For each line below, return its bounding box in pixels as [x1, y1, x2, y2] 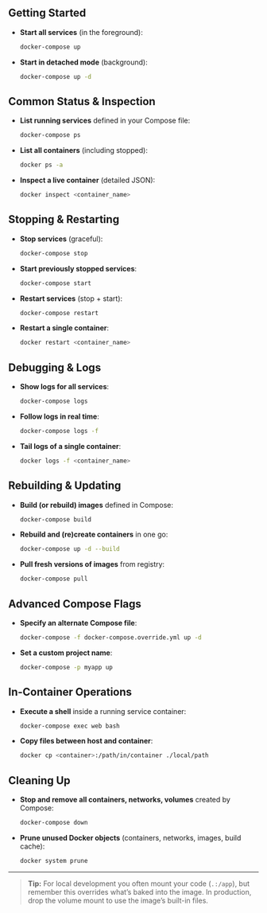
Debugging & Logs [8, 361, 102, 374]
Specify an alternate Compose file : [19, 618, 137, 627]
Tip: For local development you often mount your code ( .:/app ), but [27, 879, 250, 888]
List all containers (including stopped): [19, 146, 149, 155]
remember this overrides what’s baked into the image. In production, [27, 887, 252, 896]
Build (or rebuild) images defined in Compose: [19, 500, 173, 509]
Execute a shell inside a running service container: [19, 706, 187, 716]
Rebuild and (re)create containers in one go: [19, 529, 168, 540]
